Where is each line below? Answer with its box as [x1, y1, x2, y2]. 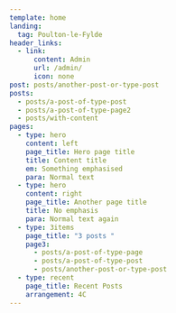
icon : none [32, 72, 75, 81]
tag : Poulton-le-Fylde [17, 30, 103, 39]
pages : [9, 123, 34, 132]
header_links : [9, 38, 63, 48]
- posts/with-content [17, 114, 99, 123]
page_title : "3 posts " [25, 231, 116, 240]
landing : [9, 22, 42, 31]
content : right [25, 189, 83, 198]
